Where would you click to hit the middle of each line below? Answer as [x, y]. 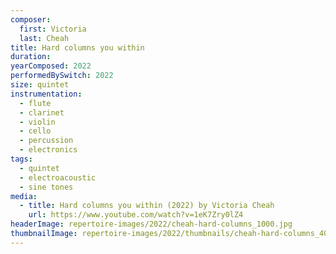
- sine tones [46, 187]
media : [24, 196]
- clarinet [42, 112]
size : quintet [40, 85]
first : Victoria [53, 29]
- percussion [46, 141]
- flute [35, 103]
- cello [35, 131]
